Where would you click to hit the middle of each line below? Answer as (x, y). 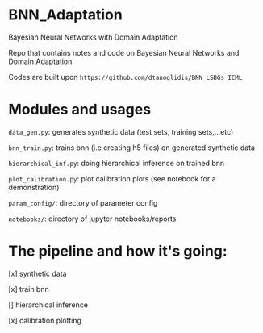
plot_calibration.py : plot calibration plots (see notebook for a (112, 178)
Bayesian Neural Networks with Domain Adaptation (94, 37)
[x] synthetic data (38, 273)
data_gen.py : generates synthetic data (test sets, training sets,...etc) (121, 131)
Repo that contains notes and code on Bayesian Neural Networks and (124, 52)
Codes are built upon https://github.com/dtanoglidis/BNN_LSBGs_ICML (125, 77)
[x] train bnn (29, 289)
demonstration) (34, 187)
